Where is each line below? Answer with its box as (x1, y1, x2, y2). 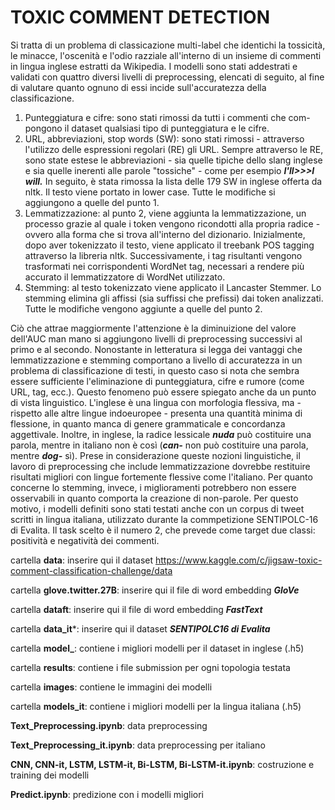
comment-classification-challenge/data (10, 564, 173, 576)
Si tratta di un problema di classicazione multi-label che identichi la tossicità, (10, 39, 326, 51)
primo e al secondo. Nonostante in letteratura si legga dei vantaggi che (10, 343, 303, 355)
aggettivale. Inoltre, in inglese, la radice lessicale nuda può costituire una (10, 428, 312, 440)
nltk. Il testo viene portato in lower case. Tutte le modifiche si (24, 186, 276, 198)
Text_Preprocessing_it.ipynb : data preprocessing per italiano (10, 739, 266, 751)
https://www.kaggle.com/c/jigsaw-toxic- (154, 554, 323, 566)
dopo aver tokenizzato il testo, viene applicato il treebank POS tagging (24, 239, 315, 251)
